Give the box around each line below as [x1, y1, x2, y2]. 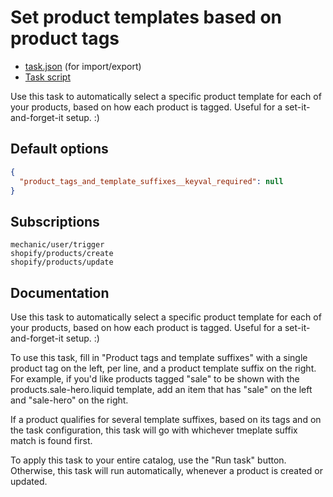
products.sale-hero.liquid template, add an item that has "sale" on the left [10, 384, 313, 395]
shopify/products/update [10, 257, 114, 268]
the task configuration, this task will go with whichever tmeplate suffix [10, 424, 298, 436]
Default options [10, 141, 109, 158]
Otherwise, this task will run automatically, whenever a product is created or [10, 465, 323, 476]
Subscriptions [10, 213, 100, 230]
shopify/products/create [10, 249, 114, 259]
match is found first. [10, 435, 93, 446]
